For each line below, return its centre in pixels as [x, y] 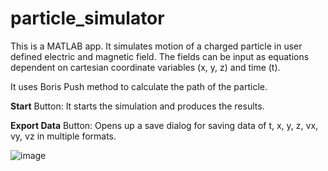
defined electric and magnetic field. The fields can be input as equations [160, 56]
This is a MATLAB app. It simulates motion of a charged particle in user [156, 46]
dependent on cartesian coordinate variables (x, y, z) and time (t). [145, 67]
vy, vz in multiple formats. [63, 136]
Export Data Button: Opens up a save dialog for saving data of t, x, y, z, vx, [164, 125]
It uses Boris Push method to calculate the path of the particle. [139, 86]
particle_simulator [87, 18]
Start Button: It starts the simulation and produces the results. [137, 106]
